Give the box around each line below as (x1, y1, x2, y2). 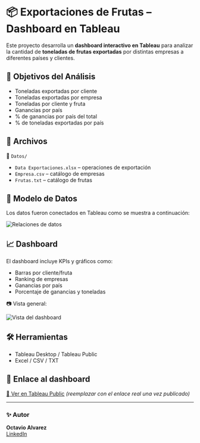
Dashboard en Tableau (6, 22, 120, 36)
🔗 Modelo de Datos (6, 194, 77, 204)
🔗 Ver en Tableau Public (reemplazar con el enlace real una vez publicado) (6, 390, 190, 397)
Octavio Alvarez (6, 424, 47, 431)
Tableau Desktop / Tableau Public (14, 351, 98, 358)
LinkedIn (6, 430, 27, 438)
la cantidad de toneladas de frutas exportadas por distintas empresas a (6, 48, 184, 55)
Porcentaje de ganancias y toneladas (14, 288, 106, 295)
